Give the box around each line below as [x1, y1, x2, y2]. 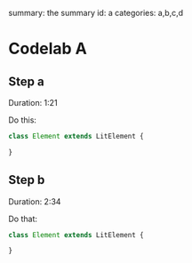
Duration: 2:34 [8, 195, 61, 207]
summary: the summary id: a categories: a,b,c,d [8, 8, 184, 18]
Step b [8, 172, 45, 187]
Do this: [8, 115, 37, 125]
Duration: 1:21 [8, 98, 59, 108]
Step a [8, 74, 45, 89]
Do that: [8, 213, 37, 224]
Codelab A [8, 39, 88, 59]
